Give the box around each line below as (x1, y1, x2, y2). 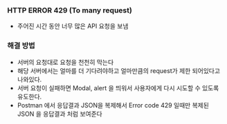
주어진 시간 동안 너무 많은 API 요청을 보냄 (17, 22, 129, 30)
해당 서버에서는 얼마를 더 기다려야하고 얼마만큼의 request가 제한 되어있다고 (17, 66, 220, 74)
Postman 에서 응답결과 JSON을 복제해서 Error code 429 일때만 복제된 (17, 101, 210, 109)
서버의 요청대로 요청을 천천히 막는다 (17, 58, 114, 66)
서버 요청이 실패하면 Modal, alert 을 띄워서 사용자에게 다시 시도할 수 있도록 (17, 83, 219, 92)
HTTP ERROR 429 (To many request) (7, 6, 133, 15)
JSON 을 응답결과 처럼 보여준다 (17, 110, 102, 118)
